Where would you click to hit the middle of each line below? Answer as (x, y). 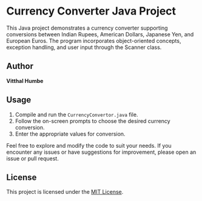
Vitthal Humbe (25, 81)
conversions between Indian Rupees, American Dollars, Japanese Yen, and (100, 34)
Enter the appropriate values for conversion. (70, 134)
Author (20, 66)
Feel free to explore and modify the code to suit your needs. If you (89, 145)
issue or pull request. (32, 158)
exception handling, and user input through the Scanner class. (84, 47)
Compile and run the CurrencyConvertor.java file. (76, 114)
